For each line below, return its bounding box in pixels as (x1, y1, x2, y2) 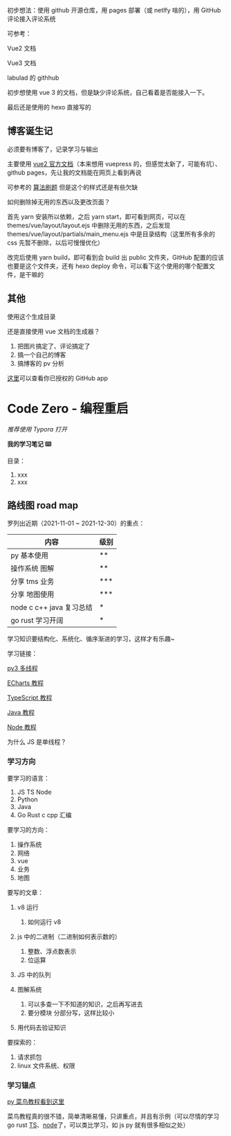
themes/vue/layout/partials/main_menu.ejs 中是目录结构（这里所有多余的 (7, 229, 216, 238)
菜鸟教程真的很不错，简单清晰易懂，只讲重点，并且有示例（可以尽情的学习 (7, 1112, 219, 1120)
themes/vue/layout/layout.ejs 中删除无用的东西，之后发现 (7, 221, 171, 229)
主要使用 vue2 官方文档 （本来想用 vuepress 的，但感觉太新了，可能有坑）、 (7, 159, 221, 168)
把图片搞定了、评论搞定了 (17, 341, 91, 350)
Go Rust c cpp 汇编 (17, 810, 72, 819)
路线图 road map (7, 499, 79, 511)
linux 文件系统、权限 (17, 1061, 75, 1070)
